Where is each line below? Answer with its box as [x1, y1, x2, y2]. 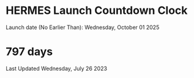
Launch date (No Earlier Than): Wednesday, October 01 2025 [6, 24, 160, 31]
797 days [6, 45, 53, 59]
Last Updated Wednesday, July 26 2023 [6, 65, 108, 72]
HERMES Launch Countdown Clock [6, 4, 188, 18]
